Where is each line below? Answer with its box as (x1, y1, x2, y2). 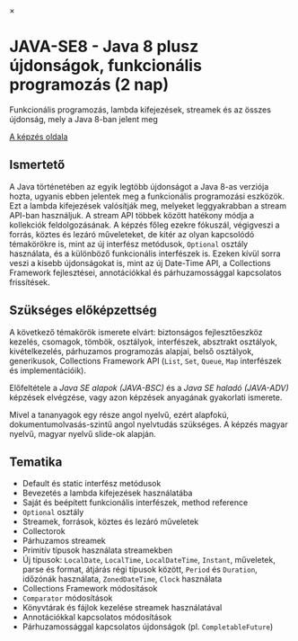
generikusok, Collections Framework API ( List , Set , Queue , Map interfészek (9, 355, 282, 366)
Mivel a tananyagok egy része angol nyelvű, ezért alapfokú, (9, 409, 230, 420)
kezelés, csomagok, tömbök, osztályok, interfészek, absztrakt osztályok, (9, 336, 278, 347)
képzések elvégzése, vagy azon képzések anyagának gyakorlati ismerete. (9, 392, 283, 403)
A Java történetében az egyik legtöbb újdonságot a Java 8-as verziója (9, 181, 269, 191)
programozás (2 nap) (9, 75, 169, 95)
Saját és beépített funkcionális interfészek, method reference (22, 497, 249, 508)
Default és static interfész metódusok (22, 478, 162, 489)
